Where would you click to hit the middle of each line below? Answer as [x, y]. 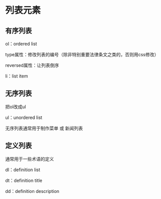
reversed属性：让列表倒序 [32, 65]
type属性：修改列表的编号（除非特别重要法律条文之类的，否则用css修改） [82, 54]
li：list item [17, 76]
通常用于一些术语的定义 [30, 159]
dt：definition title [24, 180]
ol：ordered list [21, 44]
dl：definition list [23, 170]
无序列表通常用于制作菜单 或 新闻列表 [44, 128]
